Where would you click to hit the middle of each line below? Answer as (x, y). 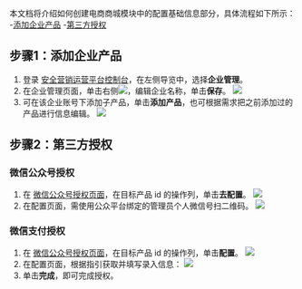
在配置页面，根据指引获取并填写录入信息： (102, 264)
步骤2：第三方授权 (61, 144)
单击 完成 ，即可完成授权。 (70, 275)
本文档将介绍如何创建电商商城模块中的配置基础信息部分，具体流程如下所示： (152, 13)
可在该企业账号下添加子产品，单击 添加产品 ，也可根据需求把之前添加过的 (157, 101)
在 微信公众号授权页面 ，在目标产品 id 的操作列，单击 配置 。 (132, 253)
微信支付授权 (38, 231)
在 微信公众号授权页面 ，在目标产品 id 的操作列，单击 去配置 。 (136, 194)
